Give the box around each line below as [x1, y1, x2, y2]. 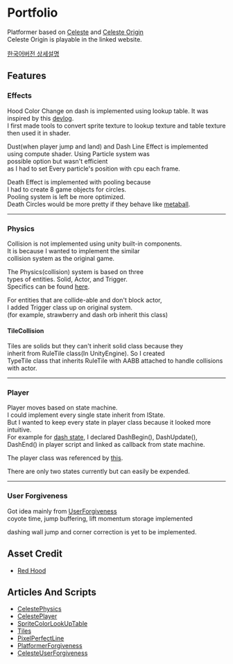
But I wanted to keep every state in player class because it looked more [7, 418, 212, 427]
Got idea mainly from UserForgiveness [7, 506, 117, 515]
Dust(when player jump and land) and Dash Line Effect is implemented [7, 142, 209, 151]
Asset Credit [7, 548, 62, 560]
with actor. [7, 364, 37, 373]
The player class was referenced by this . [7, 454, 123, 462]
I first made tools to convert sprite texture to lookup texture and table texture [7, 121, 226, 130]
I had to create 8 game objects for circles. [7, 185, 127, 194]
